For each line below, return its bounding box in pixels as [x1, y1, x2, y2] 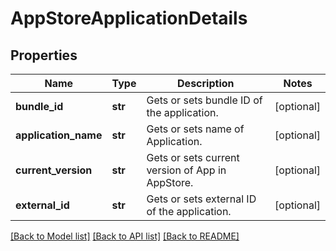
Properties [10, 47, 78, 64]
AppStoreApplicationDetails [10, 7, 248, 30]
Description [177, 77, 235, 90]
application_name [15, 128, 103, 142]
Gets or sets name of [146, 122, 245, 136]
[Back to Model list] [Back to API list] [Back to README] [10, 230, 240, 242]
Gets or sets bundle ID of [146, 93, 263, 107]
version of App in [146, 163, 227, 177]
